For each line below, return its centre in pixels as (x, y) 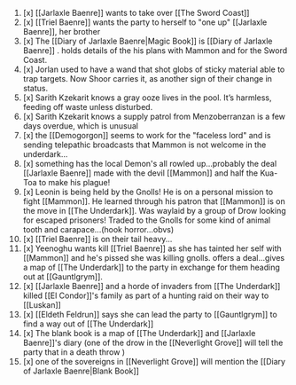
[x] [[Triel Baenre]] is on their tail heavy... (97, 239)
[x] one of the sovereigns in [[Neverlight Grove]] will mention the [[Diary (154, 361)
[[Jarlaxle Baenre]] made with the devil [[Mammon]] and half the (140, 173)
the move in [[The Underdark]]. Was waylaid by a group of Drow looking (154, 211)
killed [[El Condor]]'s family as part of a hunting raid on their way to (146, 295)
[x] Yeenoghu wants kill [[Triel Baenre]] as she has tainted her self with (152, 248)
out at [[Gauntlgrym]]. (62, 277)
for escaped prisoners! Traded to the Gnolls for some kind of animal (147, 220)
